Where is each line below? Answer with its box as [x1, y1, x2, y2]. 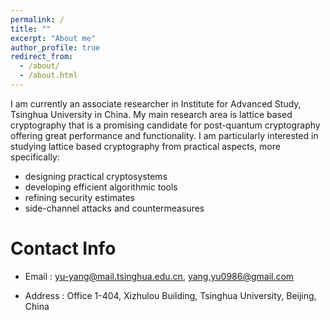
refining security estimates [24, 191, 135, 203]
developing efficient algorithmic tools [24, 181, 178, 193]
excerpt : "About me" [10, 33, 97, 43]
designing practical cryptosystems [24, 170, 168, 182]
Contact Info [10, 237, 117, 260]
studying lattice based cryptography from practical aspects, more [10, 140, 281, 152]
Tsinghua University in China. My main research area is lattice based [10, 108, 293, 120]
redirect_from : [10, 52, 74, 62]
